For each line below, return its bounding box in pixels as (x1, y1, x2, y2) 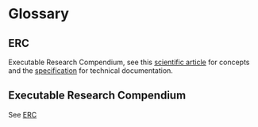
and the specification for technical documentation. (8, 66, 173, 75)
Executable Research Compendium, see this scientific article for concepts (8, 57, 250, 67)
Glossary (8, 5, 70, 23)
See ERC (8, 110, 37, 119)
